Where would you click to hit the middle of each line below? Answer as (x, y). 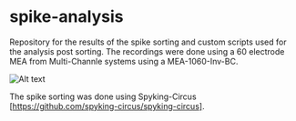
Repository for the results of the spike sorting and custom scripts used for (148, 42)
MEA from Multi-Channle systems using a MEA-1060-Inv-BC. (124, 61)
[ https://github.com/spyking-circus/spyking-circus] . (107, 106)
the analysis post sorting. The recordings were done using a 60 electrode (147, 51)
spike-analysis (66, 17)
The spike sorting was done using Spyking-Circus (103, 96)
